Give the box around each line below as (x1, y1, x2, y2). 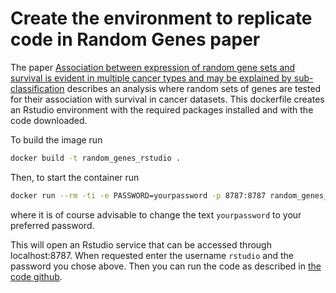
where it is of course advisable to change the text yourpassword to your (10, 208, 302, 221)
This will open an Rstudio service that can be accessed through (10, 238, 272, 251)
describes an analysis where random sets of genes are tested (66, 82, 322, 94)
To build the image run (10, 133, 103, 146)
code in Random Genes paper (10, 28, 261, 51)
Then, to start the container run (10, 171, 140, 183)
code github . (10, 270, 63, 282)
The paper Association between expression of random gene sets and (10, 61, 296, 73)
